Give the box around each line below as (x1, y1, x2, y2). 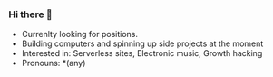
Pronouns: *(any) (21, 58, 86, 69)
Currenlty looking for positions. (21, 29, 138, 40)
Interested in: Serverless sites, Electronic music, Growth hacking (21, 48, 263, 59)
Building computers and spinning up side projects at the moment (21, 38, 264, 49)
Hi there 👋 (8, 8, 54, 21)
